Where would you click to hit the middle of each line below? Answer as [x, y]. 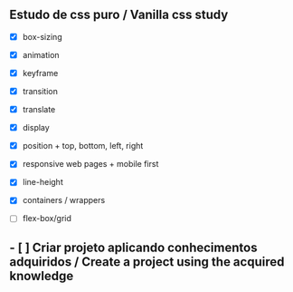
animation [41, 54]
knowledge [42, 276]
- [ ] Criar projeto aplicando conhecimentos [133, 247]
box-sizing [42, 36]
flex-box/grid [47, 219]
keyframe [40, 73]
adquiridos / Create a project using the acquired [147, 262]
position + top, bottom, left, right [83, 146]
